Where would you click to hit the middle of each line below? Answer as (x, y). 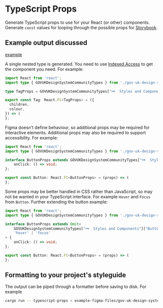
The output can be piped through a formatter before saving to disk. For (76, 287)
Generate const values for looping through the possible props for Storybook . (81, 27)
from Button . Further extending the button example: (57, 202)
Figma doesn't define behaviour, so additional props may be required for (77, 127)
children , (19, 105)
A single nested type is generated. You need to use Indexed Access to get (79, 64)
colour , (17, 109)
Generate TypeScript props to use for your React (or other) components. (77, 22)
